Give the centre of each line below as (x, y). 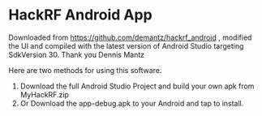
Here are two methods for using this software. (85, 70)
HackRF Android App (80, 15)
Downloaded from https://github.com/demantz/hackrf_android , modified (130, 37)
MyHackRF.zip (44, 94)
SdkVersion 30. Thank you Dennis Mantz (76, 54)
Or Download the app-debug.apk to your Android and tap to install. (132, 103)
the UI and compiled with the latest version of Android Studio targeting (126, 45)
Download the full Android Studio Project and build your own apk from (137, 86)
